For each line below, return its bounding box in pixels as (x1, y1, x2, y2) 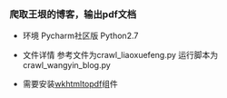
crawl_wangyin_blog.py (22, 60, 111, 71)
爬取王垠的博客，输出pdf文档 (9, 7, 137, 20)
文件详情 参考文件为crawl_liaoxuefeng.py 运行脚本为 (22, 50, 219, 61)
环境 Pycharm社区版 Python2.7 (22, 30, 139, 42)
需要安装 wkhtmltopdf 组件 (22, 79, 118, 90)
